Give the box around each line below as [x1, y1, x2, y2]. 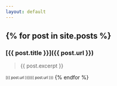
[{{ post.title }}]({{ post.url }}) [5, 48, 94, 57]
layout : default [5, 8, 46, 15]
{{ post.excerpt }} [20, 62, 64, 69]
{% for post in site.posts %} [5, 31, 112, 41]
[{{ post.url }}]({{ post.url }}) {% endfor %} [5, 74, 89, 81]
